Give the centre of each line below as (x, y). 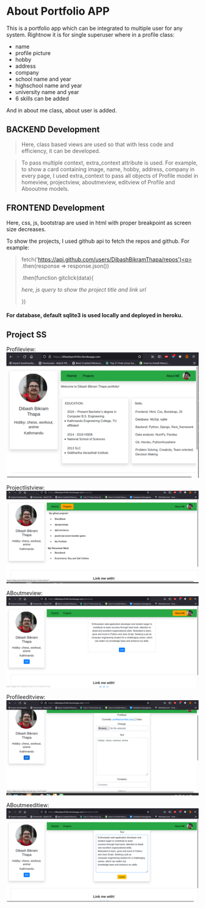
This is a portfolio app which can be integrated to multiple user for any (95, 28)
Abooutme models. (45, 188)
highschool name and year (49, 85)
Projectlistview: (26, 488)
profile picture (33, 53)
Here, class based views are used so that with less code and (97, 144)
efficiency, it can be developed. (61, 150)
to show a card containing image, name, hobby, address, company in (108, 169)
